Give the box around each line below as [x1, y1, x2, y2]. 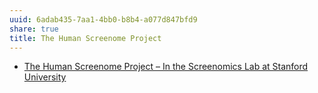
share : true [9, 24, 59, 34]
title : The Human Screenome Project [9, 33, 162, 43]
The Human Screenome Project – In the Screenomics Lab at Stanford [23, 61, 309, 73]
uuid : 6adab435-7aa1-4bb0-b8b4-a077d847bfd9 [9, 14, 198, 25]
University [23, 71, 67, 83]
